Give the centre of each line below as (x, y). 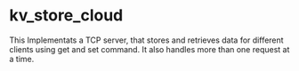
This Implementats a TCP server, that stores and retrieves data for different (146, 40)
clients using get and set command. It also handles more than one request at (149, 49)
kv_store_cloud (66, 16)
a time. (22, 59)
